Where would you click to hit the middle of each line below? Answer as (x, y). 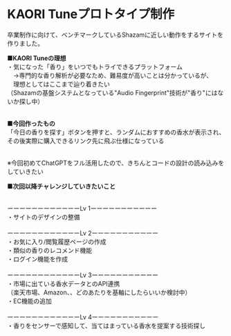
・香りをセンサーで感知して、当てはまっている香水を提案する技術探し (107, 326)
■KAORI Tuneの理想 (37, 58)
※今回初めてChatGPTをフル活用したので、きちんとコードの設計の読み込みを (116, 163)
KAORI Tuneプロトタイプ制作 (91, 14)
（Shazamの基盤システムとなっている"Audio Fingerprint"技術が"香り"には (112, 92)
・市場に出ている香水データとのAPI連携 (64, 283)
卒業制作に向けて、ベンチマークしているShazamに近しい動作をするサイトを (115, 35)
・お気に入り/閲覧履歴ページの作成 (57, 241)
